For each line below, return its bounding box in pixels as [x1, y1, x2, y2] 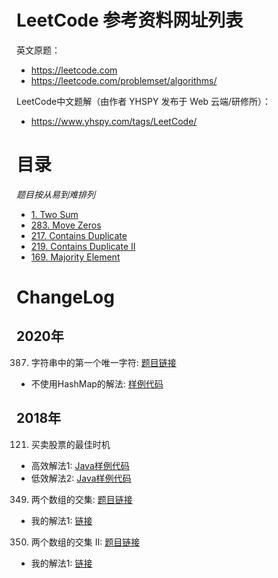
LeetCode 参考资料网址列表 [16, 9, 244, 32]
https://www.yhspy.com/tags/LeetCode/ [30, 115, 198, 127]
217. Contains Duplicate [30, 229, 128, 241]
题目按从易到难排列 [16, 188, 96, 200]
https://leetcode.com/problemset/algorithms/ [30, 74, 218, 86]
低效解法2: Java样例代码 [30, 472, 132, 484]
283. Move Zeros [30, 219, 102, 231]
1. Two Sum [30, 208, 79, 220]
